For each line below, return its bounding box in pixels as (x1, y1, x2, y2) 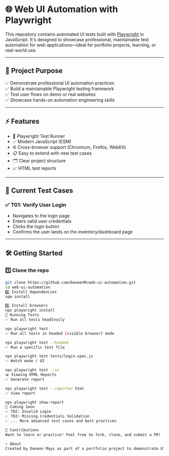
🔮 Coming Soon (5, 404, 35, 410)
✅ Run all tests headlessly (5, 317, 65, 323)
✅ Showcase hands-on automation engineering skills (5, 97, 115, 103)
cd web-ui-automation (5, 284, 51, 290)
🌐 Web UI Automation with (5, 4, 118, 15)
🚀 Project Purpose (5, 66, 63, 75)
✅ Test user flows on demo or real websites (5, 91, 96, 97)
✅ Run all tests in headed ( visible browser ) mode (5, 331, 115, 336)
